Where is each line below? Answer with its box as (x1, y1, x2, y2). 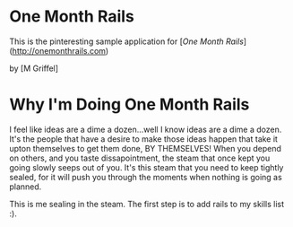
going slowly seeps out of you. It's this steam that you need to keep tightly (9, 162, 284, 172)
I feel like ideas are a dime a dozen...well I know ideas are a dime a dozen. (9, 124, 282, 135)
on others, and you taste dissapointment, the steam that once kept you (9, 153, 271, 163)
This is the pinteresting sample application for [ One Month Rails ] (9, 36, 247, 47)
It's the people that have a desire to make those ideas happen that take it (9, 133, 278, 144)
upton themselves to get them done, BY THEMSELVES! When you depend (9, 143, 282, 153)
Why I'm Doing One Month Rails (9, 94, 250, 115)
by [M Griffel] (9, 63, 59, 74)
